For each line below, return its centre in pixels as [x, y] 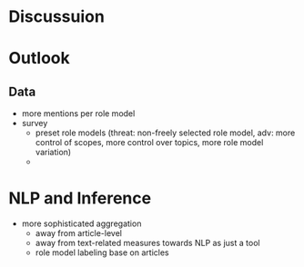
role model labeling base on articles [102, 252]
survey [35, 124]
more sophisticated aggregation [81, 223]
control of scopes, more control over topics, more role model [149, 143]
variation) [53, 153]
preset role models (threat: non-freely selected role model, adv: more [165, 133]
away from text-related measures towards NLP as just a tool [147, 243]
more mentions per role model [78, 114]
